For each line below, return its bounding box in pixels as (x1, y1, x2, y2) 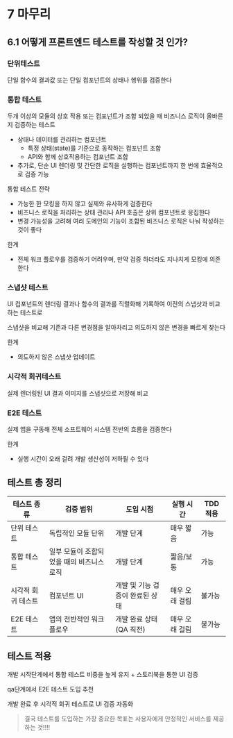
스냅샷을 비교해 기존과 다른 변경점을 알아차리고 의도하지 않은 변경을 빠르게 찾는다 (7, 324, 226, 332)
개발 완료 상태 (115, 614, 158, 623)
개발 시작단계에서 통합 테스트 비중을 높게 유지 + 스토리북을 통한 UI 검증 (7, 670, 199, 678)
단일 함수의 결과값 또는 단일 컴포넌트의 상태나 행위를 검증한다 (7, 76, 172, 84)
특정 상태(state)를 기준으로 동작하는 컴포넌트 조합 (27, 144, 162, 153)
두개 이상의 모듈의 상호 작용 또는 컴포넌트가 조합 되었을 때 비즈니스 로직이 (7, 112, 205, 120)
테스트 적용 (7, 651, 52, 662)
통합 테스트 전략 (7, 185, 51, 193)
